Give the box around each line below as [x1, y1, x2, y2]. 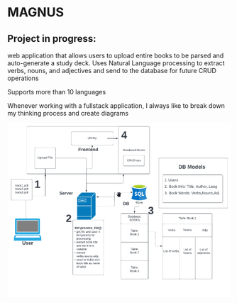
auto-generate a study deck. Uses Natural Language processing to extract [7, 59, 225, 67]
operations [7, 74, 39, 82]
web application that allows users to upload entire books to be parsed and [7, 51, 224, 60]
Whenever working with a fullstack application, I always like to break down [7, 101, 226, 110]
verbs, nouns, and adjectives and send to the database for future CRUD [7, 67, 216, 75]
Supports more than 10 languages [7, 88, 106, 96]
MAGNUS [7, 4, 64, 21]
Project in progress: [7, 33, 97, 45]
